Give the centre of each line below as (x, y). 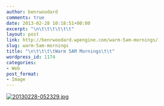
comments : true (25, 18)
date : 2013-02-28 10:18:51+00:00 (48, 23)
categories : (21, 62)
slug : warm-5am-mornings (38, 46)
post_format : (23, 74)
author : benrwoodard (32, 12)
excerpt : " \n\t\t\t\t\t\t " (40, 29)
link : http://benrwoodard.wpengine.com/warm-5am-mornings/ (82, 40)
